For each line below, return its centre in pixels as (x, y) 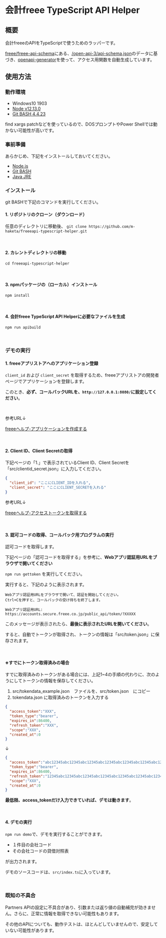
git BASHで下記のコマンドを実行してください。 (53, 202)
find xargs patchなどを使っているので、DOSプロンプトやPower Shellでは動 (81, 124)
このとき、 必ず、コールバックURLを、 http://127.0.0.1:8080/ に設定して (79, 392)
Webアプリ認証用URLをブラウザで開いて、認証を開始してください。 (63, 595)
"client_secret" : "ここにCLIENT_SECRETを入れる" (58, 488)
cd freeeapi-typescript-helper (37, 264)
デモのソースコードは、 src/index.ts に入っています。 (59, 872)
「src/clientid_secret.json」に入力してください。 (55, 469)
